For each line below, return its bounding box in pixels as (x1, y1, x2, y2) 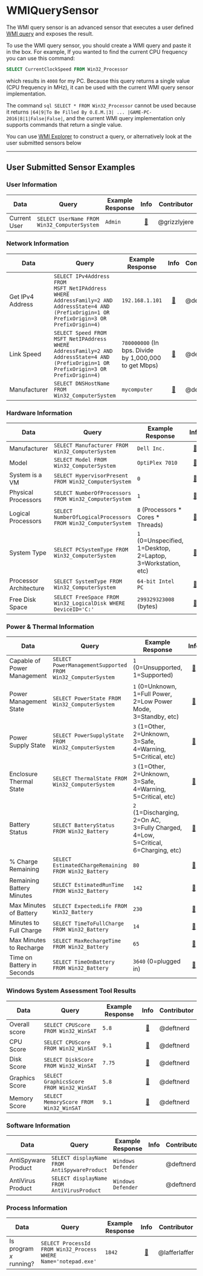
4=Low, (132, 831, 155, 840)
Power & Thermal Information (6, 623, 95, 631)
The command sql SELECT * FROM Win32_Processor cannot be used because (6, 101, 196, 109)
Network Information (6, 239, 69, 248)
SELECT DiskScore (43, 1056, 94, 1063)
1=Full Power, (132, 690, 172, 698)
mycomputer (121, 386, 153, 393)
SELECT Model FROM (53, 457, 107, 463)
